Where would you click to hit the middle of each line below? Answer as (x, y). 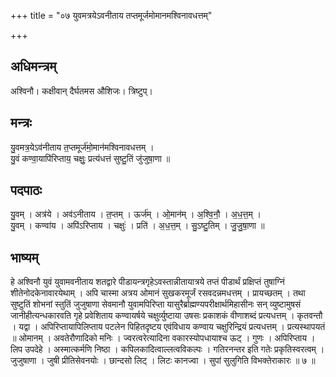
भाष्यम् (24, 257)
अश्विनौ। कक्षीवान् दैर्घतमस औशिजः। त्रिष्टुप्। (81, 91)
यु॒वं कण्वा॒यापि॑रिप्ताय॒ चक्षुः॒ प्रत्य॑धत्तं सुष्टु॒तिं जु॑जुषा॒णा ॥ (90, 158)
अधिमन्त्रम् (33, 66)
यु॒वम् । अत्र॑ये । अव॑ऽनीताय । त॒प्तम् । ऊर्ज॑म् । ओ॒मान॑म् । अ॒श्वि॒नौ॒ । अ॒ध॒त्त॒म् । (136, 214)
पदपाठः (26, 190)
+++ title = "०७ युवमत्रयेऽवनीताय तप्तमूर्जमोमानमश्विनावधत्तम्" (111, 15)
